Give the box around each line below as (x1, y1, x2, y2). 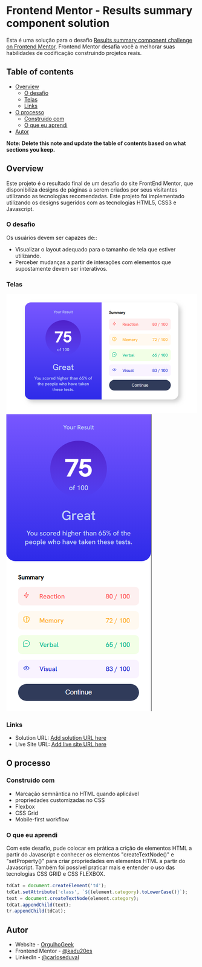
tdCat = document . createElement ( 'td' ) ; (6, 882, 107, 888)
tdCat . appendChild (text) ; (6, 902, 71, 908)
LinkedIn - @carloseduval (15, 954, 80, 961)
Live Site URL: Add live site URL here (15, 740, 107, 748)
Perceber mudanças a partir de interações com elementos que (15, 258, 171, 266)
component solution (6, 16, 110, 30)
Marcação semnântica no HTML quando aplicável (15, 790, 139, 797)
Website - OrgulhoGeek (15, 941, 74, 948)
